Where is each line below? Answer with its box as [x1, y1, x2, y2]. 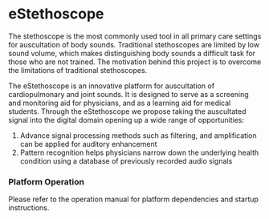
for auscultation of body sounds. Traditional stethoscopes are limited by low [8, 39, 259, 49]
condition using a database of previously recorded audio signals [19, 156, 233, 165]
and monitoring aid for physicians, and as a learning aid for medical [8, 98, 231, 107]
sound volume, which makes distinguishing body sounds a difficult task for [8, 48, 255, 58]
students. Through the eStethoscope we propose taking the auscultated [8, 106, 247, 116]
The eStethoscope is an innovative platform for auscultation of [8, 81, 215, 91]
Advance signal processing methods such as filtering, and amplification [19, 130, 257, 140]
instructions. [8, 203, 50, 213]
